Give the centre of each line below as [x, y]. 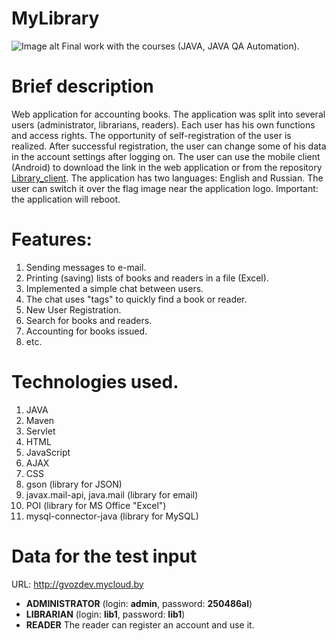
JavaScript [48, 452]
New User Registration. [73, 309]
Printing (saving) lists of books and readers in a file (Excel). [147, 278]
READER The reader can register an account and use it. [140, 624]
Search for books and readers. [89, 320]
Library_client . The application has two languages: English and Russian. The [167, 178]
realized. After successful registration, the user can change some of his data [169, 146]
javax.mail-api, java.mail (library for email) [112, 494]
